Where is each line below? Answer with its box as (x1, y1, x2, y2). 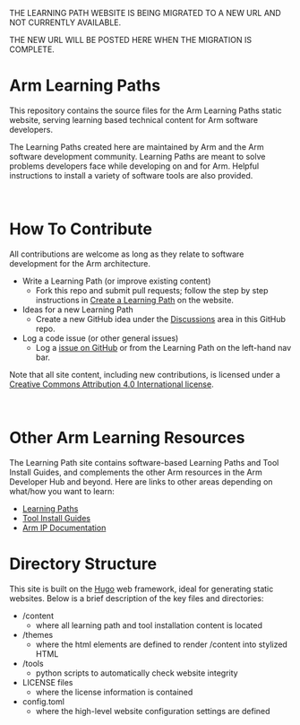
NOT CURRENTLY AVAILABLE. (9, 17, 122, 28)
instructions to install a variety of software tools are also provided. (9, 170, 253, 180)
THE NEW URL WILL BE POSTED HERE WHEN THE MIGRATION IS (9, 35, 253, 45)
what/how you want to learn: (9, 485, 115, 496)
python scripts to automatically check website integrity (35, 668, 239, 678)
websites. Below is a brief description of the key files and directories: (9, 592, 264, 604)
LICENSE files (21, 677, 73, 687)
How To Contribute (9, 219, 152, 240)
